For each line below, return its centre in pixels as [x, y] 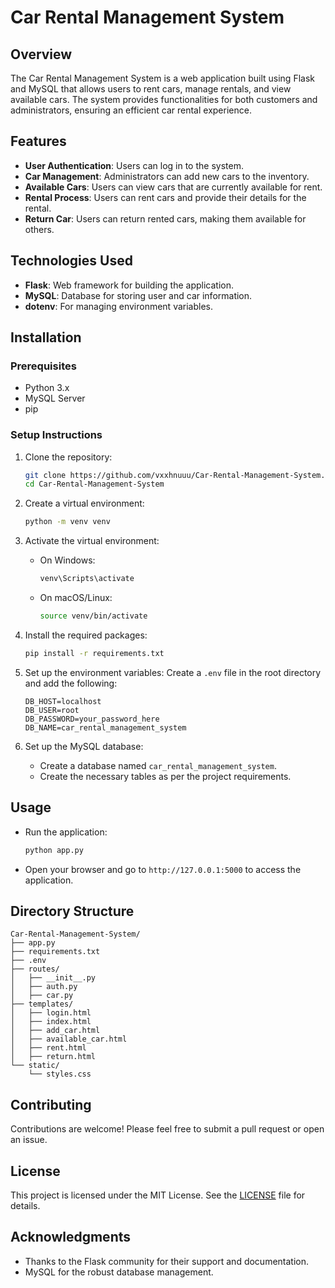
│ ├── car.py [42, 996]
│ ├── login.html [51, 1013]
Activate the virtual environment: [92, 541]
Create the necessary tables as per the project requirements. [165, 776]
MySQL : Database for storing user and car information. [138, 295]
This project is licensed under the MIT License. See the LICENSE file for [158, 1195]
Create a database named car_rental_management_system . [158, 765]
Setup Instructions [56, 435]
